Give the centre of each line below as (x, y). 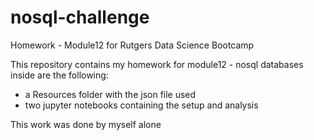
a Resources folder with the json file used (110, 94)
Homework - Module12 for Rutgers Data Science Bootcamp (132, 45)
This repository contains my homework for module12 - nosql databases (157, 64)
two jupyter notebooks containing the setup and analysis (141, 105)
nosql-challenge (80, 17)
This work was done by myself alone (86, 124)
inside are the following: (59, 75)
